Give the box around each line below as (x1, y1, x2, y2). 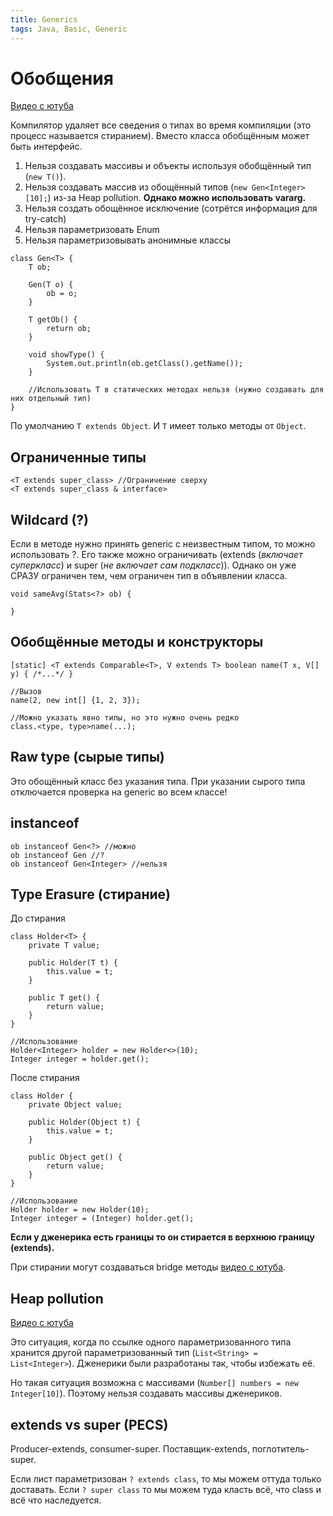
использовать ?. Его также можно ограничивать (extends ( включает (10, 549, 303, 561)
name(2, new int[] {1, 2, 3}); (10, 695, 141, 705)
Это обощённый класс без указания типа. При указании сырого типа (10, 775, 306, 787)
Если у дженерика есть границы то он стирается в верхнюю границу (10, 1231, 315, 1243)
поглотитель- (251, 1442, 310, 1455)
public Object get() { (28, 1152, 123, 1163)
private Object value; (28, 1100, 123, 1110)
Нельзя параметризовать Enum (24, 224, 160, 236)
